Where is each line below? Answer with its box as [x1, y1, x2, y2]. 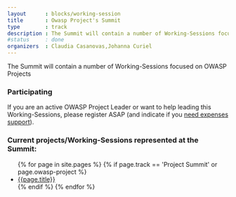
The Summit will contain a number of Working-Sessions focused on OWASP [7, 62, 227, 70]
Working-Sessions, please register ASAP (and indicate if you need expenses [7, 110, 229, 119]
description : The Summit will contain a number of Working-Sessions [7, 29, 216, 37]
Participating [7, 87, 53, 97]
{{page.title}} [17, 175, 55, 183]
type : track [7, 23, 68, 30]
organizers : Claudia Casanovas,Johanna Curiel [7, 43, 152, 50]
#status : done [7, 36, 65, 43]
